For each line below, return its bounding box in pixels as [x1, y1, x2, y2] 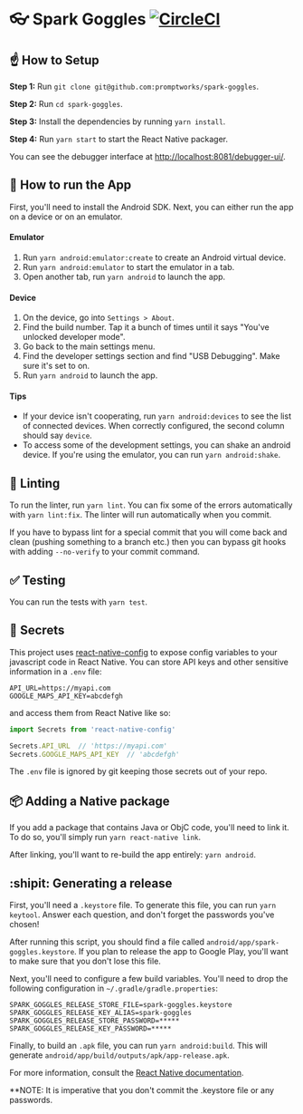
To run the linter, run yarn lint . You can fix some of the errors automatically [9, 499, 293, 510]
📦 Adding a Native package [9, 793, 170, 809]
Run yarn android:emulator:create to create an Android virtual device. [22, 252, 287, 263]
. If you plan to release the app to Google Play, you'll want [73, 946, 289, 957]
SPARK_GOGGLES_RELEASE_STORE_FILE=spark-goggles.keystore [9, 1001, 232, 1010]
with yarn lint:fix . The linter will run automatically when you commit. [9, 509, 272, 520]
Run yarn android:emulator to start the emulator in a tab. [22, 262, 235, 273]
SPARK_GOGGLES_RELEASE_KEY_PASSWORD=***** [9, 1024, 172, 1033]
